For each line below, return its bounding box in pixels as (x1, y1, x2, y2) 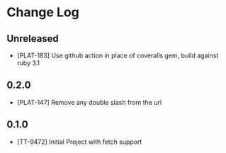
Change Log (6, 4, 79, 21)
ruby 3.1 (16, 59, 40, 67)
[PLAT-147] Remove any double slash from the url (16, 98, 162, 106)
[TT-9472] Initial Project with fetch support (16, 137, 142, 146)
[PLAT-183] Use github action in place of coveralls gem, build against (16, 51, 219, 59)
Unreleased (6, 33, 60, 45)
